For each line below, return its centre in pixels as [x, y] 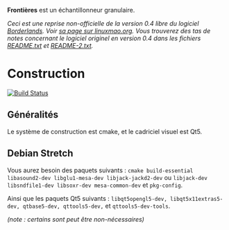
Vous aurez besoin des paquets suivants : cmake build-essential [100, 170]
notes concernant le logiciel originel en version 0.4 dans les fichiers [104, 38]
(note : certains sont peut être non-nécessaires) [76, 219]
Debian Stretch [40, 153]
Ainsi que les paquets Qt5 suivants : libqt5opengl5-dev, [87, 198]
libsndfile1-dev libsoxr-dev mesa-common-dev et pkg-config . [95, 185]
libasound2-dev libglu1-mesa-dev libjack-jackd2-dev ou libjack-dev [108, 177]
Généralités [33, 115]
